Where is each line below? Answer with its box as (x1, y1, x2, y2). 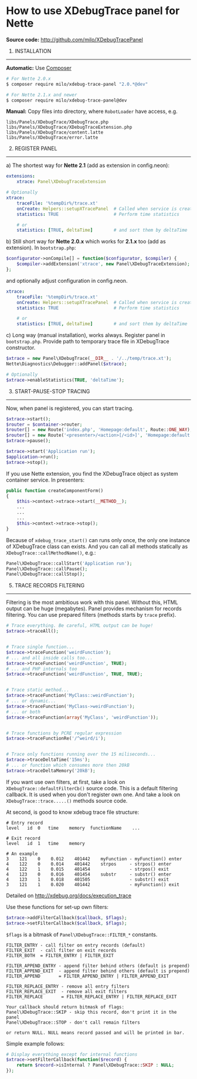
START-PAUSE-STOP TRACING (14, 387, 90, 395)
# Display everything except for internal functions (6, 1051, 138, 1057)
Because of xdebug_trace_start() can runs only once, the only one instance (6, 536, 191, 543)
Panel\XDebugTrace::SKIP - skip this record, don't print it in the (6, 1009, 177, 1015)
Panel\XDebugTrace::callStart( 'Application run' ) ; (6, 560, 133, 566)
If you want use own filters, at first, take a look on (6, 778, 125, 786)
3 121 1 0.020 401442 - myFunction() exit (6, 881, 180, 887)
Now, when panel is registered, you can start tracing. (6, 405, 134, 412)
